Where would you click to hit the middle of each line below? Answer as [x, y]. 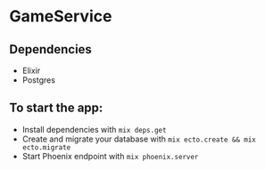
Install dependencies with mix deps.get [94, 129]
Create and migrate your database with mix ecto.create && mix [139, 139]
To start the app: [56, 108]
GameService [61, 16]
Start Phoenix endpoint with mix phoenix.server [110, 156]
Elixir [31, 70]
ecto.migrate [46, 147]
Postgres [39, 80]
